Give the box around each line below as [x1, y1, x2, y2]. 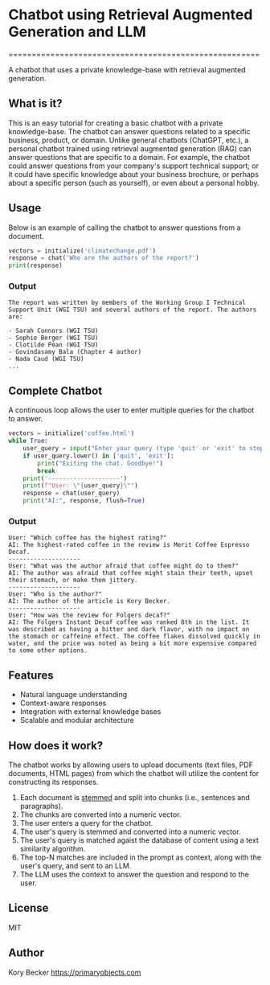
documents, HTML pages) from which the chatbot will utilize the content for [8, 768, 260, 778]
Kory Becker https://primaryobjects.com [8, 967, 141, 977]
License [8, 901, 49, 915]
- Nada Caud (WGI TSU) [8, 355, 84, 363]
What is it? [8, 96, 63, 110]
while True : [8, 437, 48, 445]
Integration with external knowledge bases [19, 707, 162, 716]
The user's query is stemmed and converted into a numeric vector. [19, 827, 241, 836]
